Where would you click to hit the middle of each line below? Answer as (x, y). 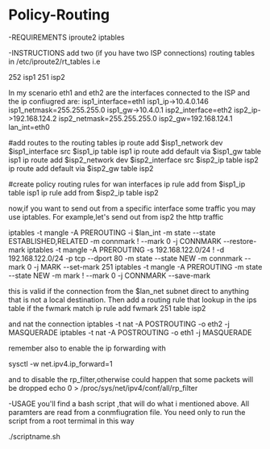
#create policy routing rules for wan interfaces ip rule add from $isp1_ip (127, 184)
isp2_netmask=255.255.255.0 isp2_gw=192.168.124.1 (145, 118)
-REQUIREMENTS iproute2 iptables (66, 37)
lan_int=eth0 (29, 127)
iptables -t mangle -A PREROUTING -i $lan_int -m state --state (112, 233)
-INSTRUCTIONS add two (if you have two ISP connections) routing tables (132, 52)
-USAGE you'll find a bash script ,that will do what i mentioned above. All (129, 403)
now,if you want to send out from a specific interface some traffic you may (132, 208)
